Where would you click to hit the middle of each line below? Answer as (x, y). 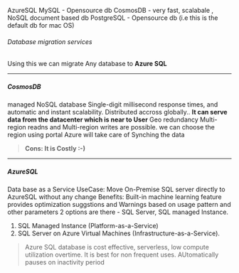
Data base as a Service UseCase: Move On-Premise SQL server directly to (116, 189)
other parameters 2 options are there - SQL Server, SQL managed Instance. (118, 212)
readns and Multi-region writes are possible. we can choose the (121, 127)
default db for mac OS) (41, 25)
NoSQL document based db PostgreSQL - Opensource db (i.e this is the (113, 18)
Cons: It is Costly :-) (55, 149)
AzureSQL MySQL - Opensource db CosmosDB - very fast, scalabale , (111, 10)
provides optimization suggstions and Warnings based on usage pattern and (119, 205)
